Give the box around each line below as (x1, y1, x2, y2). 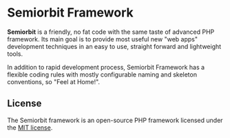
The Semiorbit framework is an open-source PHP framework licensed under (7, 116, 223, 124)
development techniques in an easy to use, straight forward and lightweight (7, 42, 222, 50)
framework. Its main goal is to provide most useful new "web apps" (7, 34, 198, 43)
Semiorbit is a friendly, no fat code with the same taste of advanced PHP (7, 28, 215, 36)
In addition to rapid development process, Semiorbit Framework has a (7, 63, 205, 71)
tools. (7, 50, 23, 58)
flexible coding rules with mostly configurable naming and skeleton (7, 70, 198, 79)
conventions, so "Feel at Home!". (7, 77, 101, 86)
